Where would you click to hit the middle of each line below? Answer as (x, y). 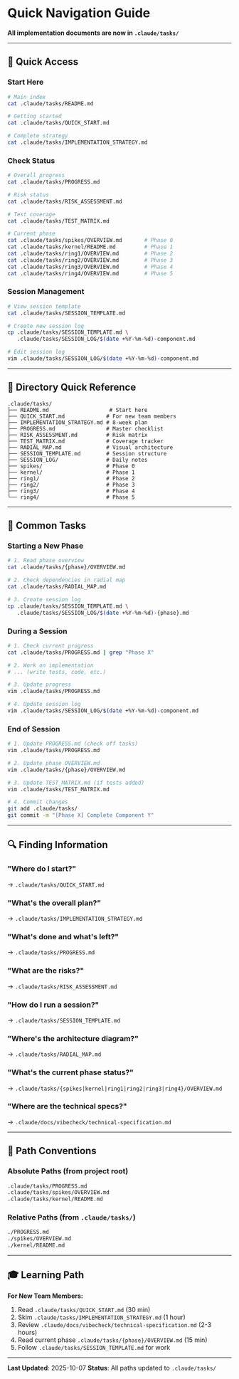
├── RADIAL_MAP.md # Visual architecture (90, 447)
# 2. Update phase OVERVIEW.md (54, 763)
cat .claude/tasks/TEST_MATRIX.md (59, 221)
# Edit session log (36, 352)
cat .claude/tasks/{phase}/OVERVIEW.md (67, 567)
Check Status (31, 160)
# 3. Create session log (44, 599)
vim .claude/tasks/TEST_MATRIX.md (59, 789)
